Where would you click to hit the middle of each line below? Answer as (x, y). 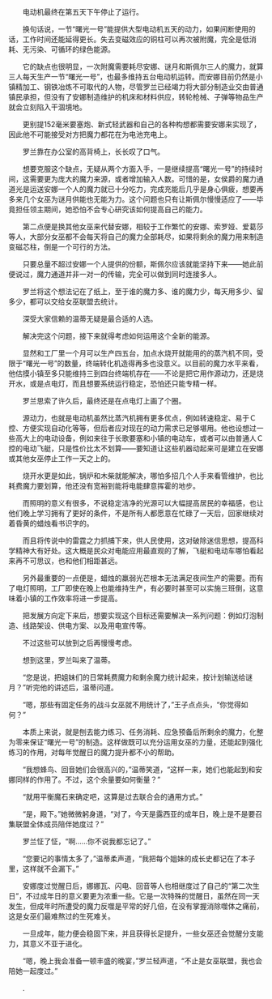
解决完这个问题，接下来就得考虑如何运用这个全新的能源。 (118, 336)
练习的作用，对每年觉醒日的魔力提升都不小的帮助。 (93, 752)
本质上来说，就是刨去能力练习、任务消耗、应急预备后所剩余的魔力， (136, 732)
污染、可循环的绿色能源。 (72, 49)
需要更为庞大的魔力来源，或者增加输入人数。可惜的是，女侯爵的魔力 (143, 179)
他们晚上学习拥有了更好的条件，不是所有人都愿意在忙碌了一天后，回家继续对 (136, 513)
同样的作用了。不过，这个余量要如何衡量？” (88, 779)
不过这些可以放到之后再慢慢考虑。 (79, 643)
